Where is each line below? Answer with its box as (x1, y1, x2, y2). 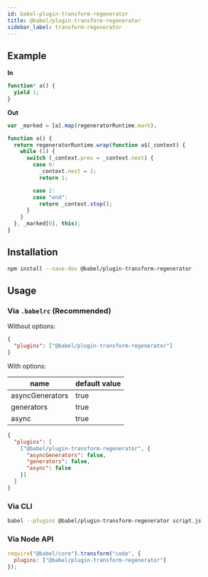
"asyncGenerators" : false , (26, 452, 106, 459)
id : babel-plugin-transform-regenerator (7, 10, 129, 18)
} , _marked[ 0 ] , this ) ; (13, 220, 81, 228)
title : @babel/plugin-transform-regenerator (7, 17, 141, 24)
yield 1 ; (13, 89, 40, 96)
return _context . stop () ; (38, 200, 113, 208)
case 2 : (33, 187, 55, 194)
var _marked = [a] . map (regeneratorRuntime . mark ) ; (7, 122, 158, 129)
